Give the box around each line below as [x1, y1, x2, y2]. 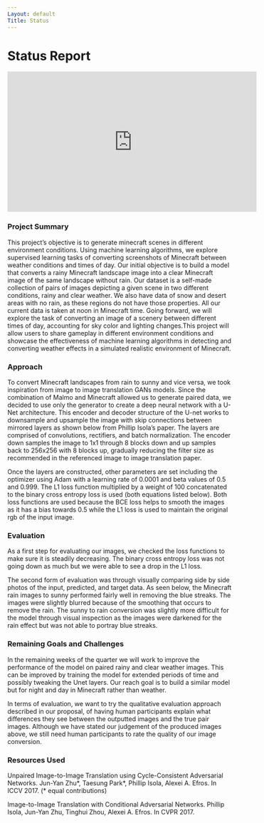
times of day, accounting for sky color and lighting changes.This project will [7, 321, 229, 330]
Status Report [7, 48, 91, 64]
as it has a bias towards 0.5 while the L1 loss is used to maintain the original [7, 505, 228, 514]
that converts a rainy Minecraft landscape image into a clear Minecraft [7, 268, 213, 276]
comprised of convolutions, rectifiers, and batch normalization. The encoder [7, 431, 231, 440]
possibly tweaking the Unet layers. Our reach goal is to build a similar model [7, 678, 230, 686]
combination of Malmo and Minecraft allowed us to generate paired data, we [7, 393, 231, 402]
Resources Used [7, 755, 65, 765]
